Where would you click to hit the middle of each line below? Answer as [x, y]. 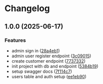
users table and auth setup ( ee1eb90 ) [49, 76]
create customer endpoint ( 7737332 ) [49, 61]
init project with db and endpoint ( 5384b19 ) [55, 66]
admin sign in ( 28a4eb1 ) [36, 50]
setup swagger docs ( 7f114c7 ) [42, 71]
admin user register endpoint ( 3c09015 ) [51, 56]
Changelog [27, 8]
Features [15, 40]
